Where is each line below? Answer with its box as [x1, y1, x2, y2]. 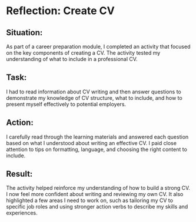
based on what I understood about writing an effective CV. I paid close [6, 139, 177, 146]
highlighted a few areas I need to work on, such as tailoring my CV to [6, 197, 174, 204]
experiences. [6, 210, 38, 217]
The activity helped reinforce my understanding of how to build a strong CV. [6, 184, 190, 191]
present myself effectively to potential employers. [6, 100, 127, 107]
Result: [6, 169, 33, 179]
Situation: [6, 28, 43, 38]
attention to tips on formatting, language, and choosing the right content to [6, 146, 187, 153]
